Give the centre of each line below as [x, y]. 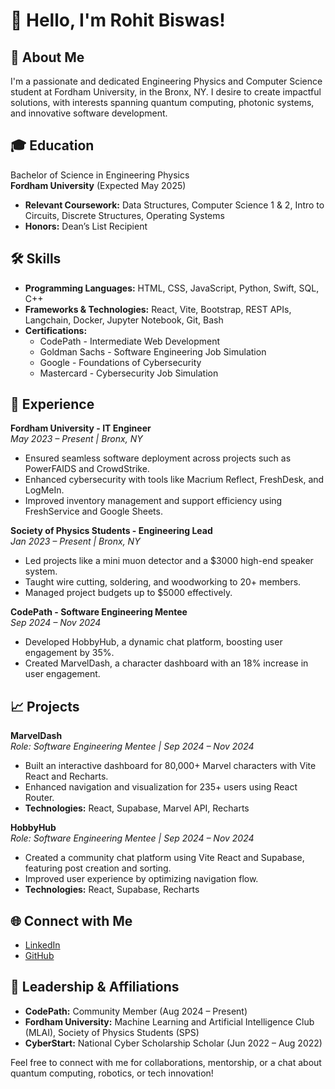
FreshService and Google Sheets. [93, 511]
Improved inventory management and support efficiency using [153, 501]
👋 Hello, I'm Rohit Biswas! [118, 20]
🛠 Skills [36, 259]
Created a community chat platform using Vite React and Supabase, [164, 858]
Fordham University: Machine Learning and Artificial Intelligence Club [169, 1021]
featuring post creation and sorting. [98, 868]
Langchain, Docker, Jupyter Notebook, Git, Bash [124, 320]
